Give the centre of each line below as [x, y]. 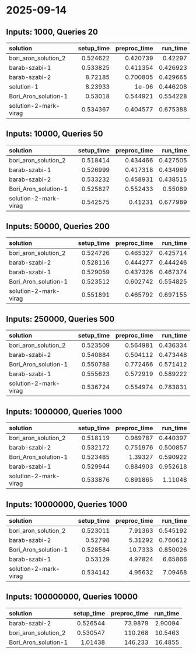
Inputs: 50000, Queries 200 [58, 226]
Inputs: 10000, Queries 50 [55, 134]
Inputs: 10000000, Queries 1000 [67, 504]
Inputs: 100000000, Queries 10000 [72, 597]
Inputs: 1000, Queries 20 [52, 32]
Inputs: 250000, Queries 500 [60, 319]
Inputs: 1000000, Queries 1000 [64, 412]
